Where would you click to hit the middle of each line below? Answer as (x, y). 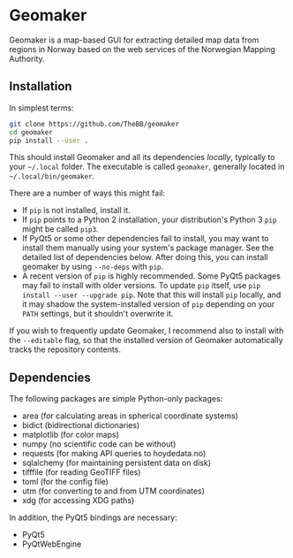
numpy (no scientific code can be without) (99, 444)
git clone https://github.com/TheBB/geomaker (94, 124)
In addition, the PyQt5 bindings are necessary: (94, 517)
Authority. (27, 58)
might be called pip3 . (60, 229)
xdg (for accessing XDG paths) (78, 501)
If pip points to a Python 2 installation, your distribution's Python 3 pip (149, 220)
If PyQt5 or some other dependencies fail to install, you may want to (145, 239)
